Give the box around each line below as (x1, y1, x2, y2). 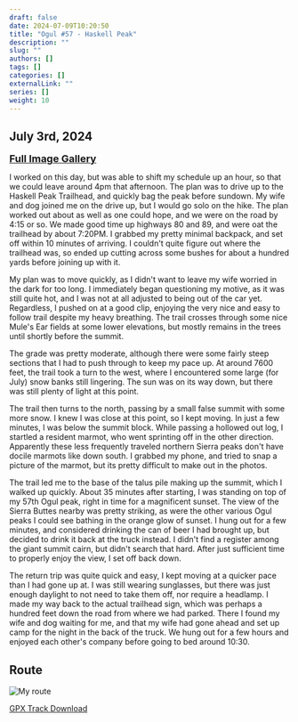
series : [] (9, 87, 50, 96)
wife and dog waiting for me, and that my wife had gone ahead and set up (9, 618, 280, 629)
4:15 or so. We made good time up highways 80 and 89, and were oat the (9, 219, 278, 230)
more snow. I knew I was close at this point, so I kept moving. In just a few (9, 413, 280, 424)
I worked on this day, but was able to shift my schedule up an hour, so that (9, 172, 282, 183)
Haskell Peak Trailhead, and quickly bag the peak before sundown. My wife (9, 191, 286, 201)
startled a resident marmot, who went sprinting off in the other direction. (9, 432, 274, 442)
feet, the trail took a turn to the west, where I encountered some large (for (9, 367, 279, 378)
